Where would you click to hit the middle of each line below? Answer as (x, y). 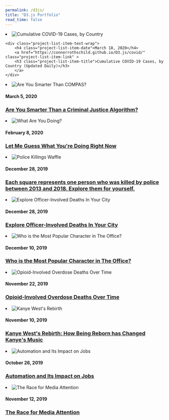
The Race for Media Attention (43, 412)
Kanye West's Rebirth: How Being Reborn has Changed (76, 333)
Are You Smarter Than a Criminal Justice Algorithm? (72, 109)
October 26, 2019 (24, 363)
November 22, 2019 (27, 284)
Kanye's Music (24, 340)
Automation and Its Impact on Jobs (50, 376)
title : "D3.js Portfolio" (33, 15)
